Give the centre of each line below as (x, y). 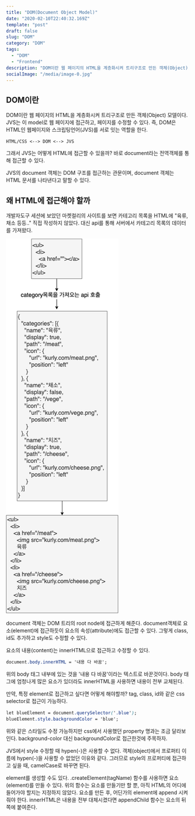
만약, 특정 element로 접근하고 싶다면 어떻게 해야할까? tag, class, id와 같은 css (95, 694)
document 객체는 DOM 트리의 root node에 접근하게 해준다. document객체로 (94, 623)
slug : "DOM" (20, 37)
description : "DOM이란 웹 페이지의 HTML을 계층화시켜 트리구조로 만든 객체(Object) (97, 68)
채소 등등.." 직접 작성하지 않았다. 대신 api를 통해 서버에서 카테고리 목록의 (88, 223)
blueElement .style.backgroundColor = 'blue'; (62, 719)
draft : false (22, 31)
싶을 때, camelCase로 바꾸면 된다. (51, 765)
